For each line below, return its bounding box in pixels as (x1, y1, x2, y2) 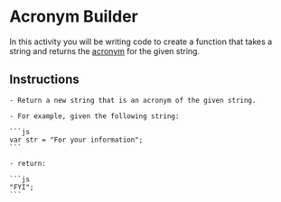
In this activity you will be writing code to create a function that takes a (9, 36, 273, 47)
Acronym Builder (9, 6, 138, 27)
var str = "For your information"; (9, 135, 144, 144)
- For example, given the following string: (9, 111, 180, 121)
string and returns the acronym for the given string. (9, 45, 201, 56)
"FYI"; (9, 182, 34, 191)
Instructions (9, 72, 80, 87)
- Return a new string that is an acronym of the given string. (9, 96, 257, 105)
